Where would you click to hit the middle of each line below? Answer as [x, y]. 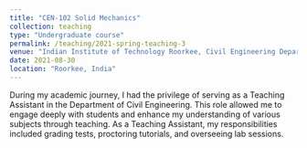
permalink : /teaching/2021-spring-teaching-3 [97, 43]
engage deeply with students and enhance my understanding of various [145, 114]
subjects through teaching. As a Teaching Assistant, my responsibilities [143, 123]
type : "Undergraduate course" [67, 35]
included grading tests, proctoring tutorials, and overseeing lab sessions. [147, 133]
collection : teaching [51, 26]
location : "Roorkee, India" [63, 69]
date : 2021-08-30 [42, 60]
